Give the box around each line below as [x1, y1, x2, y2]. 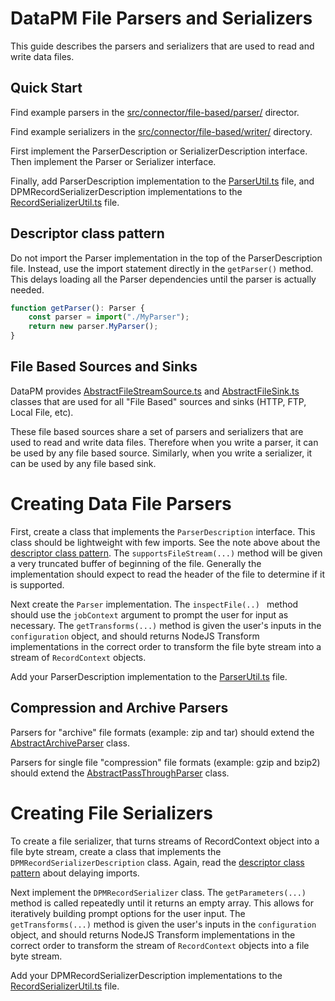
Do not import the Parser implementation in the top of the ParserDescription [10, 252, 323, 264]
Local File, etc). [10, 406, 74, 418]
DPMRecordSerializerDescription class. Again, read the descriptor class [10, 856, 305, 868]
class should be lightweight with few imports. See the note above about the [10, 536, 321, 548]
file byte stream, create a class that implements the [10, 845, 222, 857]
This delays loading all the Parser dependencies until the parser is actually [10, 273, 317, 285]
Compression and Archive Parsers [10, 700, 229, 717]
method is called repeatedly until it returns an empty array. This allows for [10, 897, 314, 909]
